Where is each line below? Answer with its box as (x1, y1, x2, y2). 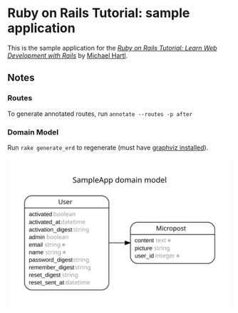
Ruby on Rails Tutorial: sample (7, 5, 190, 21)
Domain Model (7, 127, 59, 137)
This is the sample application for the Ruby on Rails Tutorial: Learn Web (7, 43, 217, 52)
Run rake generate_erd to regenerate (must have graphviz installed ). (7, 143, 209, 152)
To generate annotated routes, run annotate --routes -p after (7, 109, 193, 118)
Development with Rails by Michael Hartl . (7, 51, 128, 60)
